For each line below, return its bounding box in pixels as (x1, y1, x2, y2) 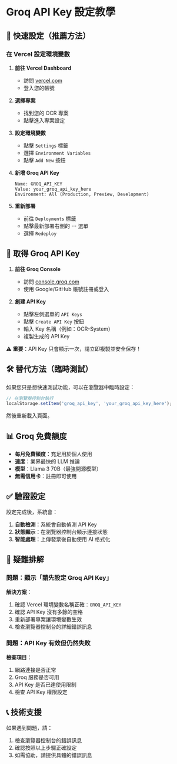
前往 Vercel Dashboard (14, 64, 72, 71)
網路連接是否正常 (14, 666, 56, 673)
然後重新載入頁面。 (6, 412, 53, 419)
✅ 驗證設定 (6, 491, 46, 502)
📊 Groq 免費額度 (6, 431, 67, 441)
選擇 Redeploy (23, 230, 57, 237)
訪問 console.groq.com (23, 278, 79, 285)
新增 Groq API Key (14, 169, 60, 176)
